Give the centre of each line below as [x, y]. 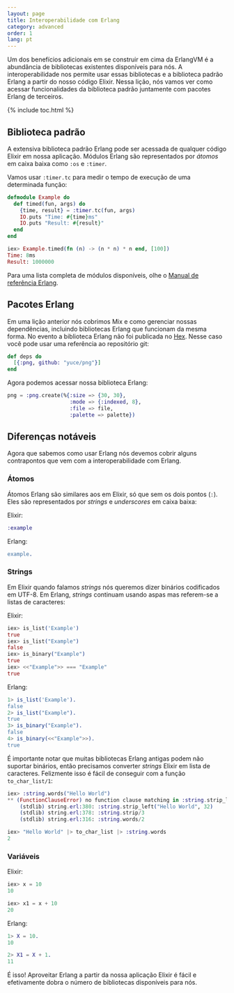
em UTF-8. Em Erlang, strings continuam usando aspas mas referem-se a [113, 595]
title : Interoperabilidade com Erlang [63, 20]
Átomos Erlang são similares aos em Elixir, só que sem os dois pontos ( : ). [112, 494]
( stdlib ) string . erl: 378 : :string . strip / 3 [82, 813]
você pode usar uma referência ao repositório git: [78, 343]
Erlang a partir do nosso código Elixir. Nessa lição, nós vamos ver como [110, 82]
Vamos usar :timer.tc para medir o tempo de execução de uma [99, 177]
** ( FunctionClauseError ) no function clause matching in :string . [107, 800]
